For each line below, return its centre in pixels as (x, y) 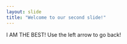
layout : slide (24, 12)
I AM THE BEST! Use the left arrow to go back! (64, 34)
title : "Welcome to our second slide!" (56, 17)
